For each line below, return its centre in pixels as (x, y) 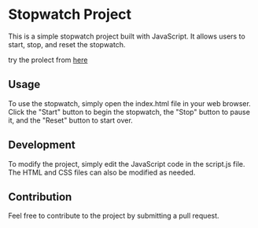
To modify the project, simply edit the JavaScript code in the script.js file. (127, 164)
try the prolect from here (48, 60)
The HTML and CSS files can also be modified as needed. (102, 172)
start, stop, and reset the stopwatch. (67, 44)
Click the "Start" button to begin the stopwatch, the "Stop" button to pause (129, 112)
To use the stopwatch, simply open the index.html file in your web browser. (130, 103)
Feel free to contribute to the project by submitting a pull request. (114, 216)
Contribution (40, 197)
